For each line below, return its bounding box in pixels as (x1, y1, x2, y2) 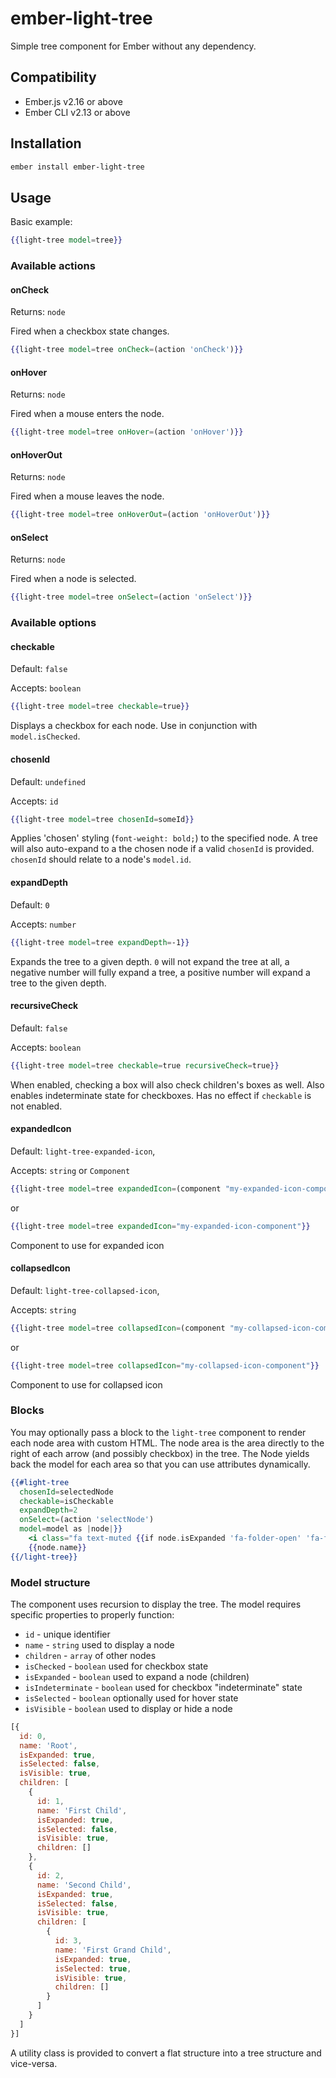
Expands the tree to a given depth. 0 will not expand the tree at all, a (10, 955, 290, 967)
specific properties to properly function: (10, 1608, 175, 1621)
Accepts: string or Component (10, 1164, 131, 1176)
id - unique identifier (24, 1628, 111, 1640)
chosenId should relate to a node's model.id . (10, 853, 192, 866)
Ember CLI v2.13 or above (24, 106, 131, 118)
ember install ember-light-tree (10, 162, 145, 172)
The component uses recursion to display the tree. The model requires (10, 1598, 302, 1610)
